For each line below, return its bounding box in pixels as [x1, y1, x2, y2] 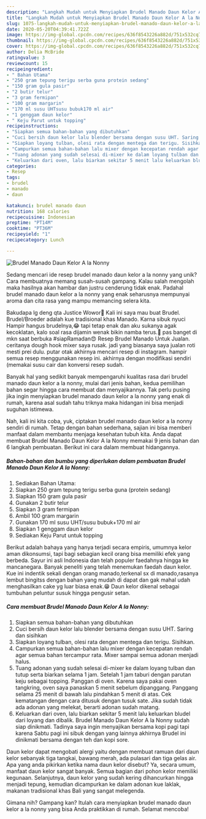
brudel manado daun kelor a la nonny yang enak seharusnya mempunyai [6, 290, 190, 298]
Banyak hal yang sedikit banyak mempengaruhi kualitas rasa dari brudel [6, 372, 188, 380]
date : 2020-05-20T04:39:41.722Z [6, 26, 89, 33]
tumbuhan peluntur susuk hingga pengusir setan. [6, 589, 131, 596]
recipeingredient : [6, 66, 53, 72]
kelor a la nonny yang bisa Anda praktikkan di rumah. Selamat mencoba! [6, 805, 189, 813]
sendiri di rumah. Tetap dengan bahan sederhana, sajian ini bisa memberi [6, 424, 192, 431]
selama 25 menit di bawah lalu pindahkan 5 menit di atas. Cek [15, 690, 172, 698]
